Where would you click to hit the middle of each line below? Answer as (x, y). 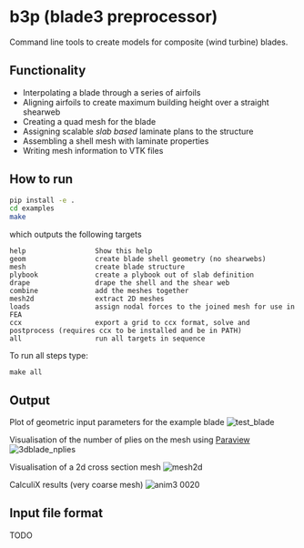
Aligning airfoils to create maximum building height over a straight (146, 102)
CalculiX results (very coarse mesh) (76, 485)
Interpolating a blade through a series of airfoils (111, 92)
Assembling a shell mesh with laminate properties (116, 141)
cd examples (32, 208)
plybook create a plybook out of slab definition (132, 275)
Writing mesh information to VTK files (93, 150)
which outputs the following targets (76, 235)
